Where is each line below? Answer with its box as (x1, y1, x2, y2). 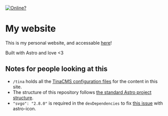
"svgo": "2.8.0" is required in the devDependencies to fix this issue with (12, 100, 163, 106)
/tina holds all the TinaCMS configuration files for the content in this (12, 78, 158, 84)
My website (5, 23, 56, 34)
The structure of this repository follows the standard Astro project (12, 89, 152, 95)
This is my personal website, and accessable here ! (5, 40, 112, 46)
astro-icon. (12, 105, 36, 111)
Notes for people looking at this (5, 65, 108, 73)
